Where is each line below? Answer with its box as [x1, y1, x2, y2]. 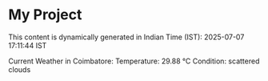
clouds [8, 64, 31, 74]
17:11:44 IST [8, 40, 47, 50]
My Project [8, 6, 82, 24]
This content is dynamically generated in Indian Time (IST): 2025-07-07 [8, 32, 245, 42]
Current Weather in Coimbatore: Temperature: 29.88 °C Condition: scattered [8, 56, 260, 66]
